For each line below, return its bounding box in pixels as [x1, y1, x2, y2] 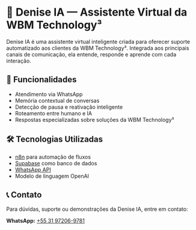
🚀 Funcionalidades [6, 74, 77, 85]
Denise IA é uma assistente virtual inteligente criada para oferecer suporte [6, 38, 191, 45]
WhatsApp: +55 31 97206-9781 [6, 217, 85, 225]
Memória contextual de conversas [14, 97, 100, 104]
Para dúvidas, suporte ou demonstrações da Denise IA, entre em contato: [6, 205, 188, 213]
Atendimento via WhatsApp [14, 90, 83, 98]
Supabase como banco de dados [14, 159, 97, 167]
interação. [6, 57, 31, 64]
